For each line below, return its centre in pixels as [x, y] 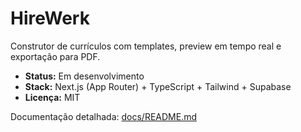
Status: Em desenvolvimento [84, 76]
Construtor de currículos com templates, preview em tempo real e [146, 46]
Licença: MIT [52, 97]
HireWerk [50, 18]
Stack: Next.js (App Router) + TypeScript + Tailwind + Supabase [158, 86]
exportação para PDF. [55, 56]
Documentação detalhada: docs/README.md [104, 116]
